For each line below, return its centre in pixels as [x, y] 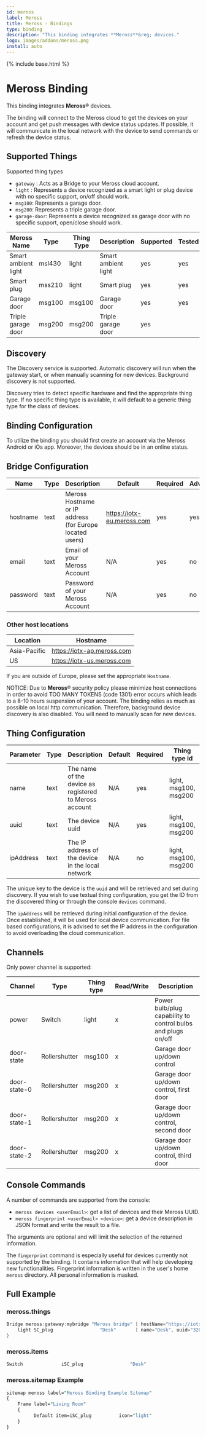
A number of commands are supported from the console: [78, 1200]
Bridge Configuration [48, 466]
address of [83, 850]
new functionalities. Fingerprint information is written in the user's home [97, 1268]
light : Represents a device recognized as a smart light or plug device [104, 190]
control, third [173, 1155]
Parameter [25, 755]
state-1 [21, 1122]
